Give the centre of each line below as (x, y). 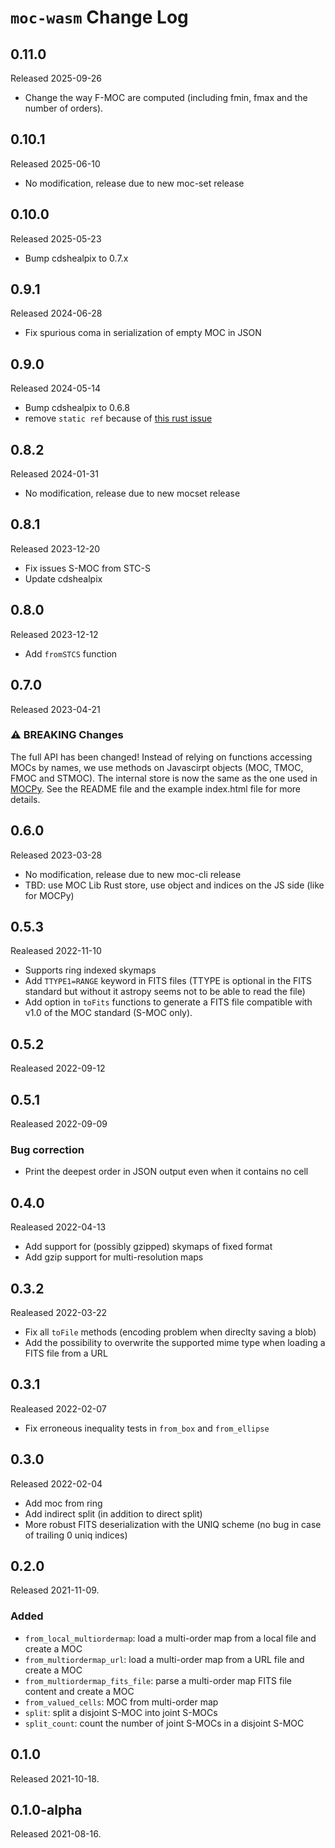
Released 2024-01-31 (54, 474)
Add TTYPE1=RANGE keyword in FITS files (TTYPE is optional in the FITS (168, 981)
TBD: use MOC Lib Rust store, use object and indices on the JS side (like (174, 885)
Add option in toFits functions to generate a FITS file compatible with (168, 1002)
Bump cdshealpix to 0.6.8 (77, 408)
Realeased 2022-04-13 (58, 1227)
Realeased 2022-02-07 (58, 1408)
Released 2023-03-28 (56, 855)
